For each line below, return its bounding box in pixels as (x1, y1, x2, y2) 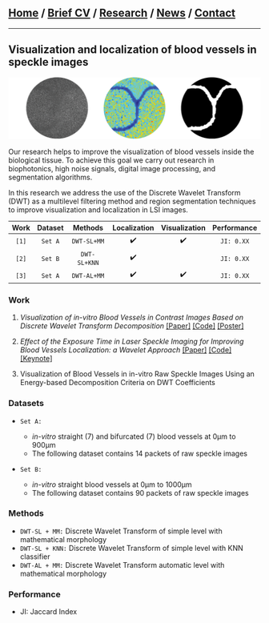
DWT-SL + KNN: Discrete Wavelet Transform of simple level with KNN (19, 543, 244, 553)
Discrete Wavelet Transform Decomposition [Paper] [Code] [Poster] (19, 321, 244, 331)
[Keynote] (19, 354, 53, 364)
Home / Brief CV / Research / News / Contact (8, 6, 236, 20)
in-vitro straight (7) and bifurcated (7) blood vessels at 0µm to (31, 432, 236, 441)
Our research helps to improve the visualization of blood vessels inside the (8, 147, 255, 157)
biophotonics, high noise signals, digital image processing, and (8, 164, 216, 174)
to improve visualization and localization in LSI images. (8, 205, 188, 215)
